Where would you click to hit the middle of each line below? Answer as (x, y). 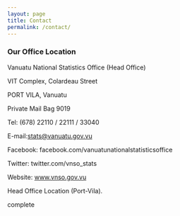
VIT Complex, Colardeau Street (53, 81)
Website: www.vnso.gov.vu (47, 177)
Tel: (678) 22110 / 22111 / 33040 (53, 122)
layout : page (26, 14)
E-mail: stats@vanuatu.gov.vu (50, 136)
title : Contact (30, 21)
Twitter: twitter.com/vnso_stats (52, 163)
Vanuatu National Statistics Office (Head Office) (77, 67)
